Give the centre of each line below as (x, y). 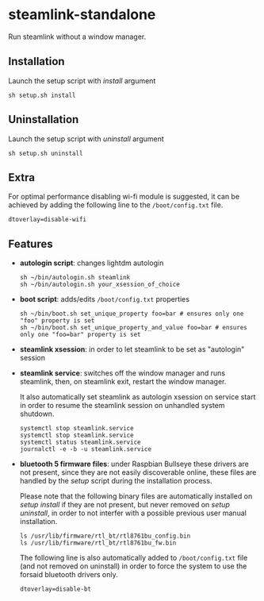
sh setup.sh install (42, 95)
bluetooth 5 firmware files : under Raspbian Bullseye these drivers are (134, 464)
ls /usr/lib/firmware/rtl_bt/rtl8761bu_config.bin (105, 536)
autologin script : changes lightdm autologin (92, 263)
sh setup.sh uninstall (46, 153)
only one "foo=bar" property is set (80, 335)
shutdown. (37, 414)
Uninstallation (44, 119)
